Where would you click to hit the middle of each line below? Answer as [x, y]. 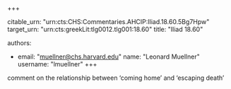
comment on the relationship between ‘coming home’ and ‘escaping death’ [116, 78]
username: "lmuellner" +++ [57, 64]
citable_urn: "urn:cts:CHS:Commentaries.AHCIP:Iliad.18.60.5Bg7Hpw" [108, 22]
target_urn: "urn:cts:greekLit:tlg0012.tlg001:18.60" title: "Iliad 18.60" [105, 29]
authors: [19, 43]
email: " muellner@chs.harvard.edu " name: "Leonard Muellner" [108, 57]
